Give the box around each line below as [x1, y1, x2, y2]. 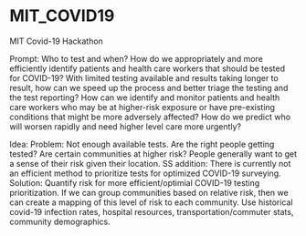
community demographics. [9, 216, 111, 227]
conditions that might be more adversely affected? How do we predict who [9, 111, 290, 122]
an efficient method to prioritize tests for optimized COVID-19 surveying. [9, 168, 281, 179]
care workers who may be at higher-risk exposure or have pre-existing [9, 101, 276, 112]
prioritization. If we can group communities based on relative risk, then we [9, 187, 290, 198]
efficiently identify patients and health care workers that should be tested [9, 63, 286, 74]
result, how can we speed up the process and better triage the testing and [9, 82, 289, 93]
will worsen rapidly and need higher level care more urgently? [9, 120, 242, 132]
